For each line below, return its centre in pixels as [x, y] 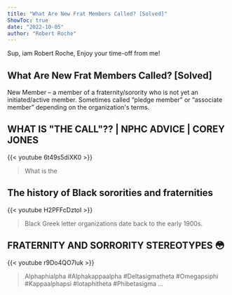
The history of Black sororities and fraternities [110, 193]
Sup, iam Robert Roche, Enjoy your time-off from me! [84, 53]
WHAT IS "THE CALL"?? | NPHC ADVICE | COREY [116, 130]
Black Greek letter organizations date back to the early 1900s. [114, 223]
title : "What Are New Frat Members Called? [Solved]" [88, 14]
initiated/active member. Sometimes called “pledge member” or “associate [115, 100]
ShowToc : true [28, 20]
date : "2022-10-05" [36, 27]
